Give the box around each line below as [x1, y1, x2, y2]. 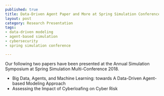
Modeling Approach [26, 80, 66, 86]
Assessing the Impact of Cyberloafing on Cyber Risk [12, 85, 118, 91]
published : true [5, 7, 38, 12]
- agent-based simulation [5, 34, 58, 39]
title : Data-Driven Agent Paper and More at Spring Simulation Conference [5, 12, 161, 16]
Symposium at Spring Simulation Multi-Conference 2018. [5, 66, 120, 72]
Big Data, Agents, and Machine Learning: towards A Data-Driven [12, 75, 142, 81]
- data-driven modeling [5, 30, 54, 34]
